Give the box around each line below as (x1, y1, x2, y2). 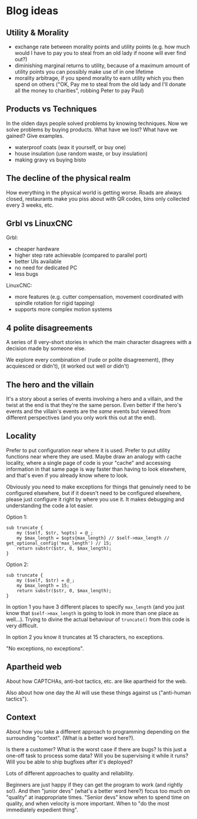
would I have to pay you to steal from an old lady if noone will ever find (14, 49, 186, 57)
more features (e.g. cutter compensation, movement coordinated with (14, 293, 183, 300)
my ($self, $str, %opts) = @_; (16, 530, 94, 536)
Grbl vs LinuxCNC (6, 219, 73, 229)
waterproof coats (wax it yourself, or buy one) (14, 143, 126, 151)
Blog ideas (6, 4, 59, 18)
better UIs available (14, 258, 62, 265)
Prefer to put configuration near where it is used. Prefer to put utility (6, 447, 171, 454)
